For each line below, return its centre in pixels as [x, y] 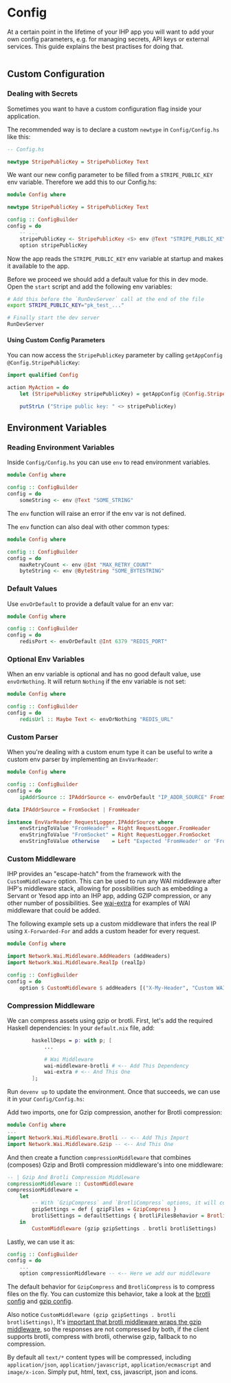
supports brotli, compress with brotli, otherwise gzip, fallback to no [102, 1337]
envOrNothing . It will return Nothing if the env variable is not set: [97, 682]
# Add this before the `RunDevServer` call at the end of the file [106, 299]
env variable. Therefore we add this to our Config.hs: [82, 182]
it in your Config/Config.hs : [46, 1099]
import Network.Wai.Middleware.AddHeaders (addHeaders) [89, 956]
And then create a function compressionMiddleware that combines [99, 1157]
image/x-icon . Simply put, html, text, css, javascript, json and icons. [102, 1372]
